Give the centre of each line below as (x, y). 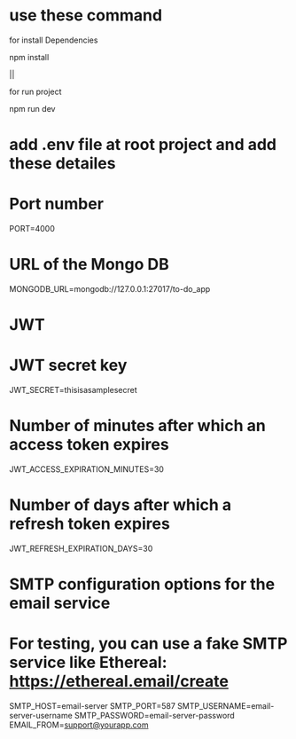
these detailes (62, 164)
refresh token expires (90, 524)
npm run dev (32, 108)
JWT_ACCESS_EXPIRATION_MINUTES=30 (86, 469)
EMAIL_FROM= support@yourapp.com (79, 725)
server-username (41, 716)
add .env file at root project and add (143, 145)
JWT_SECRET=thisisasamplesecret (73, 390)
